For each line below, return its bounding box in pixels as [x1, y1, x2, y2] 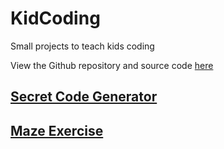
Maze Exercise [10, 122, 104, 139]
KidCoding [10, 7, 101, 30]
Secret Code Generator [10, 88, 158, 106]
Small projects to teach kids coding [10, 40, 155, 52]
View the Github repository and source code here [10, 59, 214, 71]
